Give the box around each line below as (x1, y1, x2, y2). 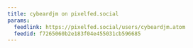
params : (7, 17, 31, 24)
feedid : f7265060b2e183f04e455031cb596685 (13, 30, 141, 37)
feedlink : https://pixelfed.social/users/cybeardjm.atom (13, 23, 186, 30)
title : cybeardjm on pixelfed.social (7, 10, 119, 18)
